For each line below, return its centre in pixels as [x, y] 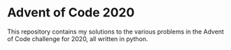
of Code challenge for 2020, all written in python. [78, 38]
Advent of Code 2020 [71, 13]
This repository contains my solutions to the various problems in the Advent [115, 32]
